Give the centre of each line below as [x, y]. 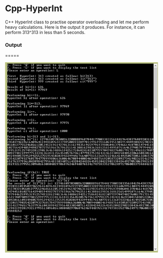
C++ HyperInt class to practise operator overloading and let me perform [77, 22]
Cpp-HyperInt [34, 9]
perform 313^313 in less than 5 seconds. [45, 32]
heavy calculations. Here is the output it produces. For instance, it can [75, 27]
